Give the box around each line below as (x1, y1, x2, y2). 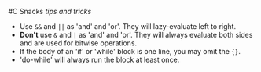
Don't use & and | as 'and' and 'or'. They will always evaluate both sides (19, 31, 253, 39)
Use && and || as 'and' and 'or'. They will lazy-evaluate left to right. (19, 22, 237, 31)
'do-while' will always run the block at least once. (19, 55, 180, 64)
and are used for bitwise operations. (19, 38, 138, 48)
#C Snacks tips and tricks (8, 7, 92, 16)
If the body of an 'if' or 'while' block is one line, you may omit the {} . (19, 47, 241, 56)
